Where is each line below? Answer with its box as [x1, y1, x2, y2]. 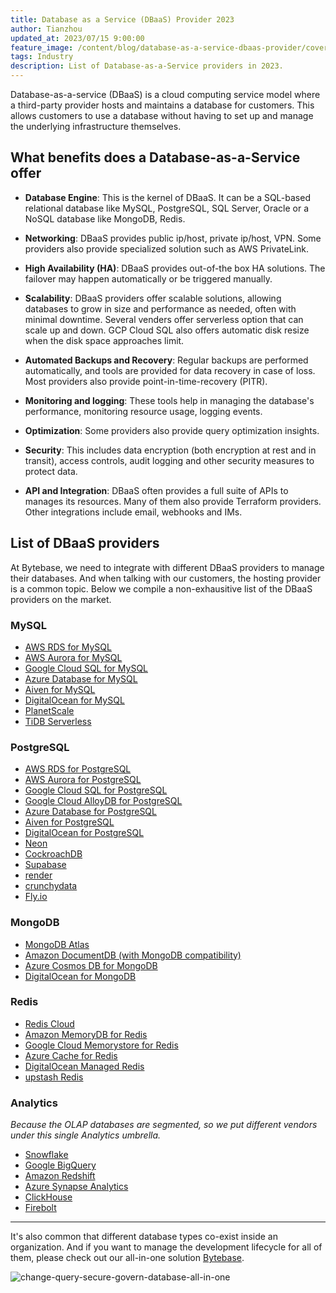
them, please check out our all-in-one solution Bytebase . [10, 1252, 245, 1264]
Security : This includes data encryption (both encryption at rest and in [24, 444, 317, 456]
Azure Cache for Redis [24, 1049, 118, 1061]
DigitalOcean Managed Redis [24, 1060, 145, 1072]
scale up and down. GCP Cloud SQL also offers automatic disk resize [24, 324, 310, 336]
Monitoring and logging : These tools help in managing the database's [24, 394, 315, 406]
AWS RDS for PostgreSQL [24, 763, 132, 775]
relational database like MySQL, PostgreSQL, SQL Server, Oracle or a [24, 202, 310, 214]
